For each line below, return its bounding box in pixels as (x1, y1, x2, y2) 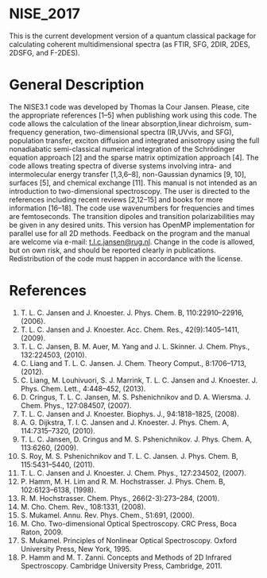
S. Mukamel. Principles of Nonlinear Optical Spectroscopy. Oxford (20, 535, 238, 545)
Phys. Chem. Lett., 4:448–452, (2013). (20, 383, 146, 393)
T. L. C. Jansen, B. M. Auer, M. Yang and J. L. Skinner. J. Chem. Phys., (20, 341, 250, 351)
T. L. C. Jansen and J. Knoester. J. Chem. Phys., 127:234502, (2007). (20, 468, 247, 477)
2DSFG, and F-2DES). (9, 48, 80, 57)
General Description (9, 76, 145, 94)
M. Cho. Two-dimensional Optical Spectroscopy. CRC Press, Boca (20, 518, 238, 528)
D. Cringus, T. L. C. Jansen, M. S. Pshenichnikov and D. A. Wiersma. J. (20, 392, 251, 402)
